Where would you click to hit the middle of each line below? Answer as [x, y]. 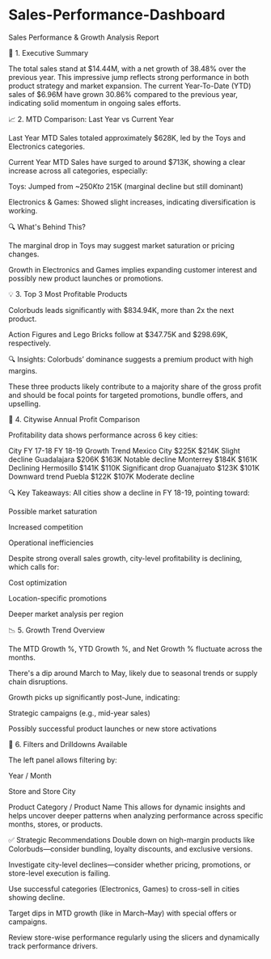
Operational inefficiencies [51, 543]
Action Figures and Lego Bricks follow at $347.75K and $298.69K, [118, 334]
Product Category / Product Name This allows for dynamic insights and [127, 807]
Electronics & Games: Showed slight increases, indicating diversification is [132, 202]
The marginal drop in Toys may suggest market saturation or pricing [121, 245]
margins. [23, 370]
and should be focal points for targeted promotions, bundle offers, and [126, 395]
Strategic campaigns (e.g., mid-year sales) [80, 712]
